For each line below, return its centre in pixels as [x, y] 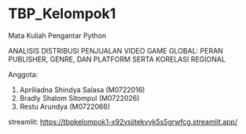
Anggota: [23, 74]
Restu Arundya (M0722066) [65, 106]
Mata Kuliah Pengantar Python [57, 35]
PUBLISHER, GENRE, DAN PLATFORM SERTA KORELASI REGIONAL [117, 59]
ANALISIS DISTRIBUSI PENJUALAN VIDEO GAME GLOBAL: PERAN [116, 50]
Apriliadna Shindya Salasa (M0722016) [82, 89]
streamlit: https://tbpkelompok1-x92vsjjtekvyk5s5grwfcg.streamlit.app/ [123, 121]
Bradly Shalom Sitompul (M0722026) [79, 98]
